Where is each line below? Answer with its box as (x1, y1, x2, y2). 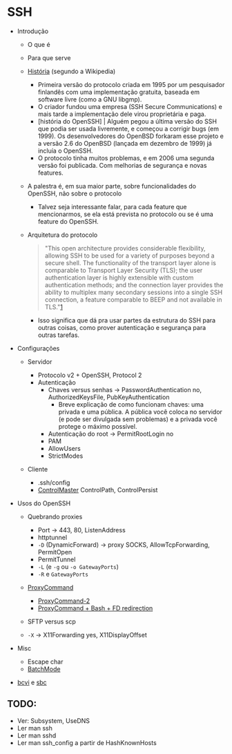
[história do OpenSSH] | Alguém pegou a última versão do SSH (37, 117, 217, 125)
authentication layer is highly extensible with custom (44, 273, 194, 282)
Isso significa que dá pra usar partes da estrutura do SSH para (37, 316, 216, 325)
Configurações (17, 344, 60, 352)
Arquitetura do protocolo (27, 231, 98, 239)
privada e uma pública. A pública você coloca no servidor (58, 407, 223, 416)
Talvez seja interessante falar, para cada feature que (37, 202, 187, 211)
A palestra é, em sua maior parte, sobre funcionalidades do (27, 182, 197, 190)
